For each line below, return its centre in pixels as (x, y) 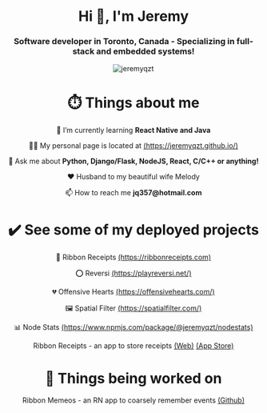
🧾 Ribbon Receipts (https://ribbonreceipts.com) (133, 257)
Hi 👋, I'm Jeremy (133, 16)
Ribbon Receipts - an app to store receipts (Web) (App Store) (133, 346)
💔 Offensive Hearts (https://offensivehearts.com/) (133, 292)
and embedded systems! (145, 51)
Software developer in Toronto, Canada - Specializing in (124, 42)
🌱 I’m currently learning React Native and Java (133, 130)
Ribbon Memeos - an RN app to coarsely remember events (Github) (133, 400)
